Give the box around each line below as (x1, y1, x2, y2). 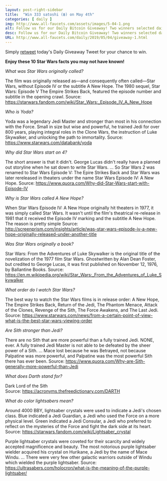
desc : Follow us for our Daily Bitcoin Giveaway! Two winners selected (5, 30, 157, 35)
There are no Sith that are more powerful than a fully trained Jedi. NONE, (5, 337, 155, 343)
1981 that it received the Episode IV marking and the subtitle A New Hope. (5, 215, 156, 221)
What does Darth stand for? (5, 373, 63, 379)
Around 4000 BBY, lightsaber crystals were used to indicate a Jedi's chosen (5, 407, 162, 413)
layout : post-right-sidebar (5, 7, 64, 12)
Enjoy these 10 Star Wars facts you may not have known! (5, 58, 125, 64)
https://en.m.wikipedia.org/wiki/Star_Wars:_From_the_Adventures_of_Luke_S (5, 271, 162, 277)
